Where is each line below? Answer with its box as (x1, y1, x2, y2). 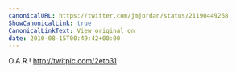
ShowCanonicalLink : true (8, 19, 92, 27)
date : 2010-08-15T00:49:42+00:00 (8, 34, 121, 43)
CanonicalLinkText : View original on (8, 26, 135, 34)
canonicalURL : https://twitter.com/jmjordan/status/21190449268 (8, 11, 229, 20)
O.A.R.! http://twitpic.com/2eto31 (8, 56, 117, 66)
